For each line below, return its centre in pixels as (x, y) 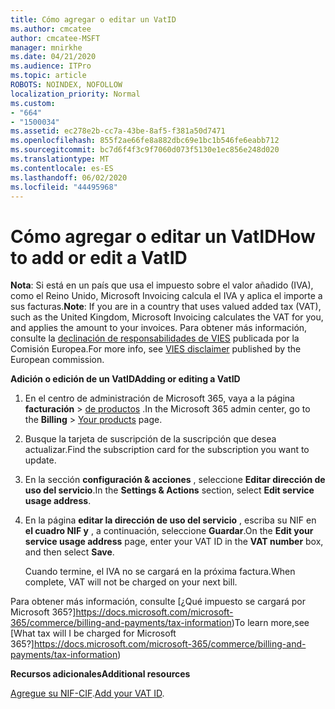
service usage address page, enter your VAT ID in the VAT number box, (174, 542)
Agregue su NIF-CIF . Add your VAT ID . (87, 693)
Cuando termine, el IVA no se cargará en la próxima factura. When (160, 572)
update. (40, 460)
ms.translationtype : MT (60, 159)
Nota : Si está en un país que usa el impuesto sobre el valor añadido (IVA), (162, 285)
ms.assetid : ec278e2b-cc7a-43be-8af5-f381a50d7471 (118, 131)
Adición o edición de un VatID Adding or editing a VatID (125, 379)
